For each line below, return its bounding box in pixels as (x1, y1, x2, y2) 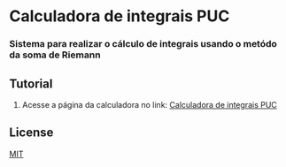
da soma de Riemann (9, 49, 101, 61)
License (9, 125, 54, 140)
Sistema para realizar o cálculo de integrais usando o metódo (9, 38, 277, 50)
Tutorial (9, 76, 53, 91)
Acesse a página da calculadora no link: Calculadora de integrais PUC (21, 99, 277, 110)
